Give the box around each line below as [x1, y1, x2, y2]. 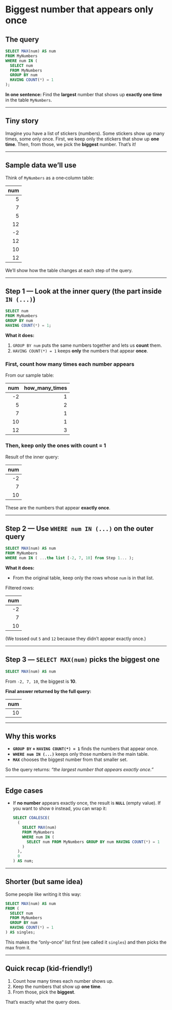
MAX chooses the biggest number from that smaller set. [12, 756, 128, 763]
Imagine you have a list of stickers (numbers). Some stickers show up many [5, 130, 165, 136]
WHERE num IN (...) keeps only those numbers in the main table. [12, 751, 149, 757]
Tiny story [5, 117, 39, 126]
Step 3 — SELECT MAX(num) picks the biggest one [5, 655, 160, 664]
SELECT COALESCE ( [12, 816, 50, 821]
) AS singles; [5, 930, 36, 935]
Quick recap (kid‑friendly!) [5, 964, 93, 973]
